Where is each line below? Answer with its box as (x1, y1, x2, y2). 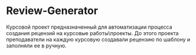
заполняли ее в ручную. (6, 42, 67, 49)
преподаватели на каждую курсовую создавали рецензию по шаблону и (6, 36, 191, 43)
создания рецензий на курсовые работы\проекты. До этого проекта (6, 29, 179, 36)
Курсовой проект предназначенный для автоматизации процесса (6, 23, 172, 30)
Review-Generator (6, 4, 98, 18)
